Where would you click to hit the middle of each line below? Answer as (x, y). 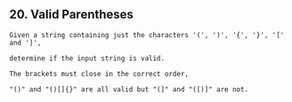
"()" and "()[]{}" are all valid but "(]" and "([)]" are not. (129, 89)
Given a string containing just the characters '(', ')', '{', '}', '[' (147, 35)
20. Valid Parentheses (71, 15)
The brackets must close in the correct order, (99, 74)
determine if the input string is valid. (87, 58)
